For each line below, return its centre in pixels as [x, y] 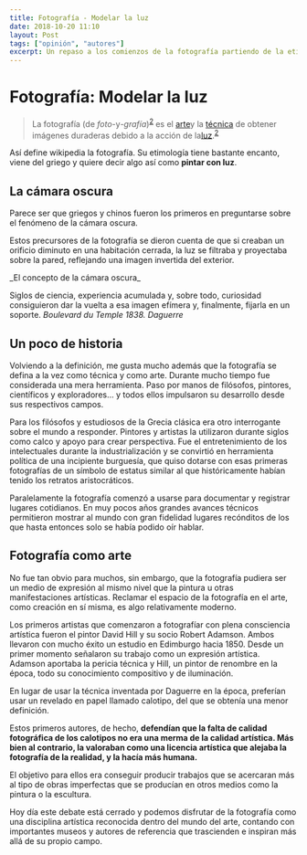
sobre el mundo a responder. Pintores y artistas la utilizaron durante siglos [149, 432]
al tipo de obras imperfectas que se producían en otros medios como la [144, 784]
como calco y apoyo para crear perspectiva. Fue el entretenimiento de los [148, 441]
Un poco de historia [66, 343]
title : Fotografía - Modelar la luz [79, 18]
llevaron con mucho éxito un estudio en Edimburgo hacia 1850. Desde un [147, 644]
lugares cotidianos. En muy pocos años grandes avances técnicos [134, 507]
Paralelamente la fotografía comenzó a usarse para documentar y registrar [150, 498]
